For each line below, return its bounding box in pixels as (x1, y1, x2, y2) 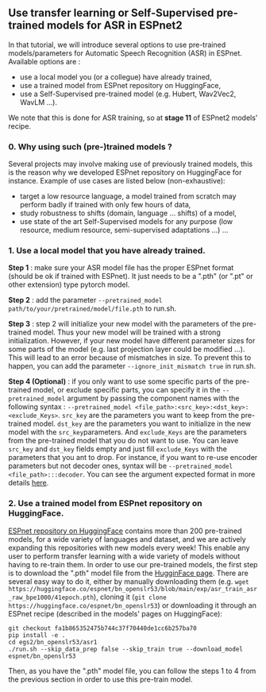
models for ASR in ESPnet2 (46, 19, 183, 33)
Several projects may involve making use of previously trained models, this (8, 159, 253, 169)
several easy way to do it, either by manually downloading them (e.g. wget (8, 576, 250, 586)
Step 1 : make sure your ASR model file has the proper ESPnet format (8, 263, 234, 273)
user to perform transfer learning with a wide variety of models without (8, 551, 241, 561)
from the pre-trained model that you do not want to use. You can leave (8, 436, 239, 446)
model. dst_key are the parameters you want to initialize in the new (33, 419, 252, 428)
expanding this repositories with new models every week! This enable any (8, 543, 250, 552)
